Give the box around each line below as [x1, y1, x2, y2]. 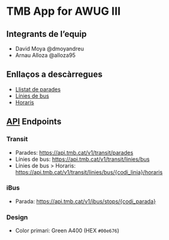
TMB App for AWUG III [6, 4, 121, 18]
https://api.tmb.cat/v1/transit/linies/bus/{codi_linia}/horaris [15, 168, 163, 176]
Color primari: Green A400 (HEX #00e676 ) [15, 227, 119, 234]
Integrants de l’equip [6, 29, 87, 39]
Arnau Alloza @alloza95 [15, 52, 76, 59]
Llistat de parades [15, 85, 61, 93]
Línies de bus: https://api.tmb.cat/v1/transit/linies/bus [15, 155, 150, 163]
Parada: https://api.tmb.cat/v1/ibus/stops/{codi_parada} [15, 198, 156, 205]
